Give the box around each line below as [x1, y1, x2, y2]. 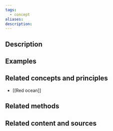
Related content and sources [5, 119, 97, 127]
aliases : [5, 17, 23, 22]
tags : [5, 7, 16, 13]
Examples [5, 57, 36, 66]
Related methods [5, 102, 59, 110]
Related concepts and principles [5, 74, 108, 83]
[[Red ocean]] [12, 87, 41, 93]
